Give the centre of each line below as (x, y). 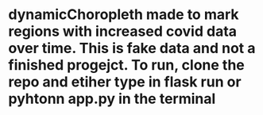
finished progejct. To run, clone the (126, 65)
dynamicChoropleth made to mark (124, 15)
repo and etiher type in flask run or (125, 82)
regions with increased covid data (122, 31)
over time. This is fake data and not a (132, 48)
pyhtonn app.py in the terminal (112, 99)
